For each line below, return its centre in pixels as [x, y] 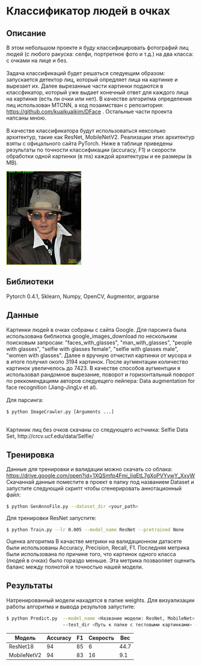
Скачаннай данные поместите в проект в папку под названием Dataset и [100, 482]
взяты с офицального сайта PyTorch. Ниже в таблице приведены [90, 143]
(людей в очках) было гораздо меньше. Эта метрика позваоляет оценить [101, 561]
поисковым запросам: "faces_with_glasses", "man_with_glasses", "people [99, 342]
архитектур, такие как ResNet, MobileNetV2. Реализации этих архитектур [100, 137]
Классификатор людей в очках [88, 11]
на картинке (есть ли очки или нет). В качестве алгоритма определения [99, 99]
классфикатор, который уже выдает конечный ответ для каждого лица [97, 92]
